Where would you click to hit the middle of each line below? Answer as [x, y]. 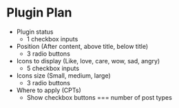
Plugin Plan [39, 13]
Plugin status [35, 32]
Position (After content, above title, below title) [82, 46]
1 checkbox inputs [52, 39]
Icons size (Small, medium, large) [63, 75]
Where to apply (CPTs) [49, 90]
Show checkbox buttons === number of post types [99, 97]
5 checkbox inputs [53, 68]
